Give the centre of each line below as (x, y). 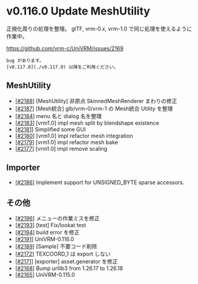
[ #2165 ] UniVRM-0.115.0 (45, 275)
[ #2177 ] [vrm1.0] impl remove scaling (61, 148)
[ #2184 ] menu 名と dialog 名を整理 (58, 116)
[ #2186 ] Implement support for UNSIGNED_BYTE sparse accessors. (100, 182)
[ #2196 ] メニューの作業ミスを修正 (57, 219)
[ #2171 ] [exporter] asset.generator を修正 (66, 262)
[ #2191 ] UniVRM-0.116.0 (45, 239)
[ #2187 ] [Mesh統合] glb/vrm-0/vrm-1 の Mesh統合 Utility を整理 (94, 108)
